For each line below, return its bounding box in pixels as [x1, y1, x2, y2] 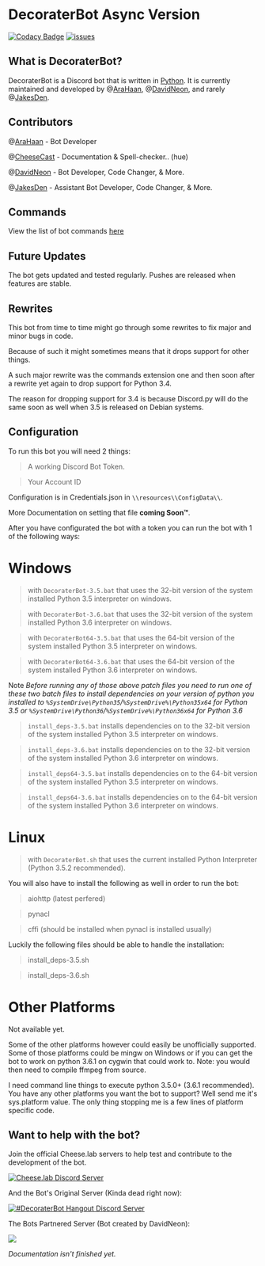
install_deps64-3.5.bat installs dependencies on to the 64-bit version [27, 768, 258, 777]
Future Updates [8, 249, 86, 263]
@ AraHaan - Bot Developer [8, 136, 97, 146]
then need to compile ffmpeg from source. [8, 1065, 146, 1074]
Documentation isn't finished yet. [8, 1249, 116, 1259]
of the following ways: [8, 531, 81, 541]
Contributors [8, 116, 74, 129]
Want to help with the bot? [8, 1128, 141, 1142]
